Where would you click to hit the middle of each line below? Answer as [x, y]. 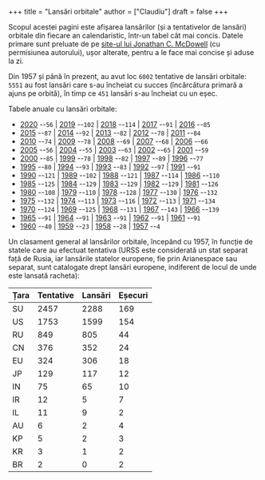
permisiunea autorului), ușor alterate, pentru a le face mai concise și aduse [131, 52]
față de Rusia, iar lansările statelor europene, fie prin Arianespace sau [123, 258]
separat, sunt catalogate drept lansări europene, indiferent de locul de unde [132, 267]
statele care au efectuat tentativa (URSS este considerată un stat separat [128, 250]
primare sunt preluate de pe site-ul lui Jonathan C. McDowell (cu [115, 44]
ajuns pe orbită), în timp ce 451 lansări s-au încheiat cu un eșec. [113, 93]
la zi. [16, 61]
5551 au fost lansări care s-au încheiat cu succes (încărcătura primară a [126, 85]
